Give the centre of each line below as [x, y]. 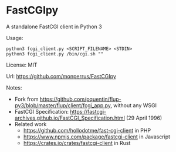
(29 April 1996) [144, 118]
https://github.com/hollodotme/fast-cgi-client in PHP [87, 130]
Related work [31, 124]
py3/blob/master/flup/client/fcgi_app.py [62, 105]
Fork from [26, 99]
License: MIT [22, 65]
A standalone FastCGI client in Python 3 [54, 27]
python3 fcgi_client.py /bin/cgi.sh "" [55, 54]
